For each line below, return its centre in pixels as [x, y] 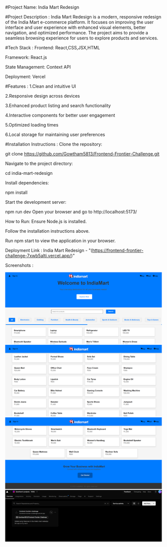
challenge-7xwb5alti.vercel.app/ [38, 256]
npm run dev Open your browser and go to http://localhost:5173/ [71, 212]
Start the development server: [36, 202]
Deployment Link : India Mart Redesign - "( [49, 250]
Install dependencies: [27, 183]
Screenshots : [19, 265]
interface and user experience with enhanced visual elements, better [76, 27]
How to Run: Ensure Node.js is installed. [46, 221]
